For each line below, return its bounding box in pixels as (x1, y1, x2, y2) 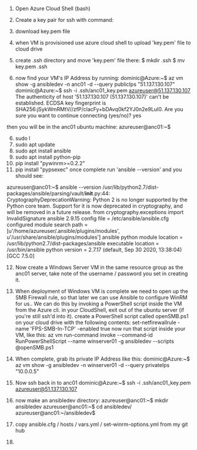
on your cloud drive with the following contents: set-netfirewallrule (15, 319, 176, 326)
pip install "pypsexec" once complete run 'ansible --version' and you (15, 166, 182, 173)
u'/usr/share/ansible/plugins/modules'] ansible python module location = (6, 234, 183, 241)
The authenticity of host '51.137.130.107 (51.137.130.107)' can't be (15, 94, 169, 100)
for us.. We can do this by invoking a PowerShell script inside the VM (15, 300, 182, 307)
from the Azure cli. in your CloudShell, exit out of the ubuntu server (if (15, 306, 185, 314)
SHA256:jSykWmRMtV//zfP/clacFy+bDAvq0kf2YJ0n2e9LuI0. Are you (15, 106, 184, 112)
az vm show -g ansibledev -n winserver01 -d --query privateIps (15, 362, 170, 368)
